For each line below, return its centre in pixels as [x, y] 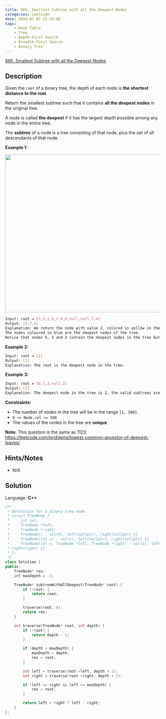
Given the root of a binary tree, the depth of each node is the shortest [77, 88]
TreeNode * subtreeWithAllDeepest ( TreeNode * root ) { [68, 585]
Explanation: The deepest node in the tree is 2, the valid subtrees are [83, 393]
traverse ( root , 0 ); [43, 608]
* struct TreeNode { [28, 516]
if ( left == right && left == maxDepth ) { [67, 685]
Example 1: [17, 148]
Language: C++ [21, 498]
